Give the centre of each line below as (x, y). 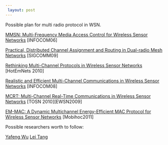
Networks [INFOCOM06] (31, 40)
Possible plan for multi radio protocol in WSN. (53, 25)
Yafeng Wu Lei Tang (27, 137)
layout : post (22, 10)
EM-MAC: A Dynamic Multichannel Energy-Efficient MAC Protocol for (78, 111)
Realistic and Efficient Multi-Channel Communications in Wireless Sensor (82, 80)
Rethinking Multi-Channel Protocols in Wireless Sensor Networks (74, 65)
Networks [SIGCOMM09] (32, 55)
